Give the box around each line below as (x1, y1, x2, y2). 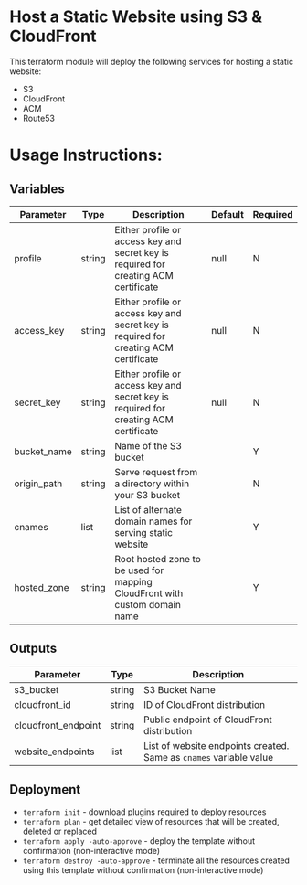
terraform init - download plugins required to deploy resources (22, 806, 267, 817)
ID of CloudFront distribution (143, 698, 266, 710)
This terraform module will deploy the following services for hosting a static (9, 56, 294, 67)
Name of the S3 (114, 439, 183, 452)
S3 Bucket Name (143, 683, 217, 696)
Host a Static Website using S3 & (9, 6, 263, 27)
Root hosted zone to (114, 552, 201, 565)
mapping (114, 575, 153, 588)
